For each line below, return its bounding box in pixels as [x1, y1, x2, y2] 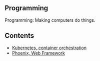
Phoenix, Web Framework [11, 50, 65, 56]
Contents [4, 32, 34, 40]
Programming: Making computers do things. [4, 17, 95, 23]
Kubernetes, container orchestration [11, 45, 87, 51]
